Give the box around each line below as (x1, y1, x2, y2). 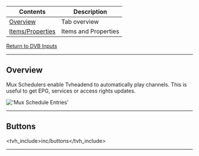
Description (73, 8, 108, 15)
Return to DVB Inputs (6, 43, 57, 49)
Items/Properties (9, 27, 56, 35)
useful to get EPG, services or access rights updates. (6, 87, 136, 94)
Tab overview (61, 18, 99, 26)
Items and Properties (61, 27, 120, 35)
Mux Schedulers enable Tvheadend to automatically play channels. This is (6, 81, 187, 88)
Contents (18, 8, 46, 15)
